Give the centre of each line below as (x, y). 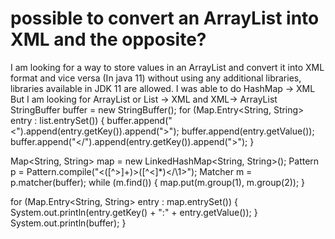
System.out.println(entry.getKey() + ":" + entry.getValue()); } (134, 212)
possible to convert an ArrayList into (165, 18)
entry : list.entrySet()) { (57, 120)
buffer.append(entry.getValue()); (248, 131)
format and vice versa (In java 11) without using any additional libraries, (156, 78)
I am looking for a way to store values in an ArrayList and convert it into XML (167, 67)
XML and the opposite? (108, 39)
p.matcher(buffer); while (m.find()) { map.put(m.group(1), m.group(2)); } (158, 182)
